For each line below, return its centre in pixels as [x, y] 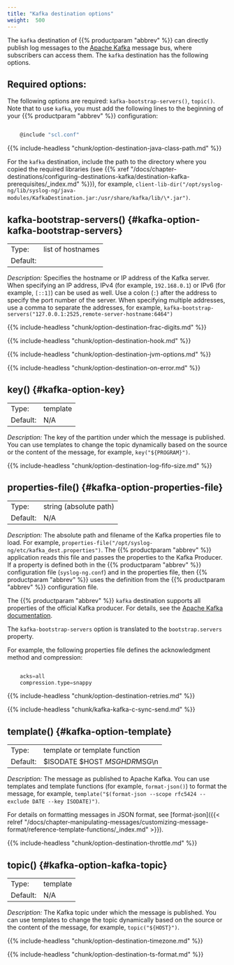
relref [15, 822]
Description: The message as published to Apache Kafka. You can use [108, 779]
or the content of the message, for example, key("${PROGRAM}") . [99, 452]
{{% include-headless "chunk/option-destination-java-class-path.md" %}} [115, 148]
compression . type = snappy [56, 683]
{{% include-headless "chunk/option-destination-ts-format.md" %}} [105, 954]
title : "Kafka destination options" [60, 14]
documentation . [30, 615]
